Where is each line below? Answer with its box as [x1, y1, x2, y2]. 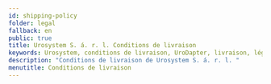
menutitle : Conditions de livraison [8, 64, 131, 72]
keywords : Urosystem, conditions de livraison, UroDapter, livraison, [8, 49, 251, 57]
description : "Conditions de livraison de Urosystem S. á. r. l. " [8, 57, 240, 65]
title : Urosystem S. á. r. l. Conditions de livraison [8, 42, 197, 50]
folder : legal [8, 19, 56, 27]
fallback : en [8, 26, 52, 34]
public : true [8, 34, 52, 42]
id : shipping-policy [8, 11, 78, 20]
